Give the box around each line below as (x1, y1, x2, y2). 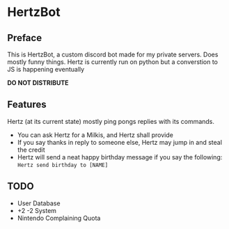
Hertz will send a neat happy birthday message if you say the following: (17, 152, 223, 161)
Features (7, 99, 47, 111)
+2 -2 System (17, 206, 57, 214)
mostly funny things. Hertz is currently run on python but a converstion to (7, 58, 218, 66)
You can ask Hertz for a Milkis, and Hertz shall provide (17, 130, 174, 139)
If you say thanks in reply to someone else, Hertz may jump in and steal (17, 138, 223, 146)
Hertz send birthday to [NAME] (17, 161, 109, 168)
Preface (7, 32, 42, 44)
